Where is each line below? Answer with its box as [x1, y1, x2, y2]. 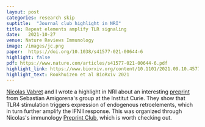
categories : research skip [6, 15, 75, 21]
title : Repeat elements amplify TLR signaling [6, 26, 127, 32]
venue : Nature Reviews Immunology [6, 37, 95, 43]
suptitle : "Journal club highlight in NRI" [6, 20, 121, 26]
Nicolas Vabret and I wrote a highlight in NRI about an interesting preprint [6, 88, 190, 95]
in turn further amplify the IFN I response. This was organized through [6, 107, 182, 115]
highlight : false [6, 54, 51, 60]
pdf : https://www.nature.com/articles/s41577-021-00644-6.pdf [6, 60, 168, 66]
